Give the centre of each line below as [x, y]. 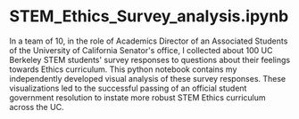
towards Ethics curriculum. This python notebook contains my [123, 69]
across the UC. [37, 107]
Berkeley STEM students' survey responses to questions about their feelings [150, 59]
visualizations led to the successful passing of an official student [128, 88]
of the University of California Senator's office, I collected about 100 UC [141, 50]
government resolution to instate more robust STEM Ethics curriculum [137, 97]
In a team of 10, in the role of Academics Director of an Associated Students [149, 41]
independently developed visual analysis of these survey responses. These [148, 78]
